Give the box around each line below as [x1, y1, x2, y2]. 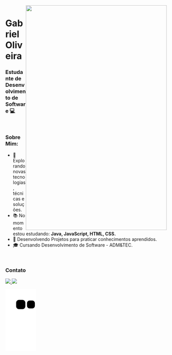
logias [12, 179, 26, 185]
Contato [5, 267, 26, 274]
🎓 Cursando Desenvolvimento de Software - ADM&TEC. [12, 241, 133, 248]
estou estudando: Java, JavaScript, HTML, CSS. [12, 231, 116, 237]
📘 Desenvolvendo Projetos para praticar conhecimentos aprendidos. [12, 236, 157, 242]
